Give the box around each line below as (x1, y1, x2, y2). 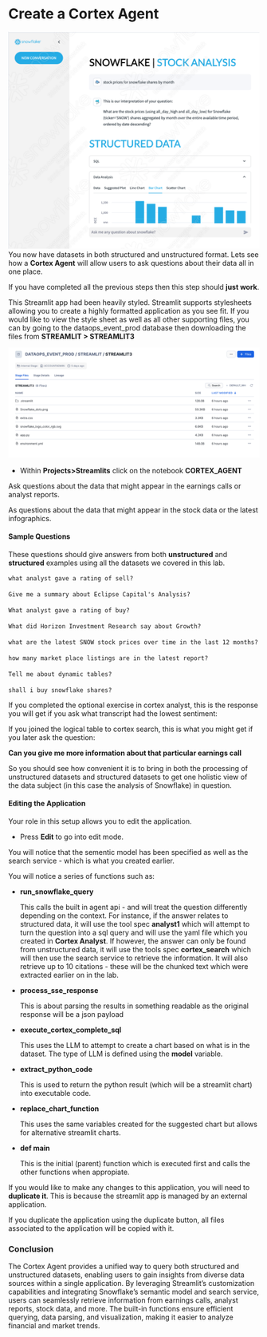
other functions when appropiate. (19, 1167, 130, 1177)
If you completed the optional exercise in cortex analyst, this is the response (8, 700, 259, 710)
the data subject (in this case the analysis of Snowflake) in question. (8, 780, 233, 790)
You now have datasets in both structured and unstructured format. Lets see (8, 250, 259, 259)
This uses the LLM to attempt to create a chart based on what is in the (19, 1040, 250, 1050)
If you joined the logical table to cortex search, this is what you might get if (8, 724, 253, 734)
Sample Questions (8, 532, 71, 541)
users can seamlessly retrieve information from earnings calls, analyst (8, 1295, 238, 1305)
